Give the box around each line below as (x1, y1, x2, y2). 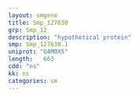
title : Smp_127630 (8, 19, 68, 27)
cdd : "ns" (8, 63, 41, 70)
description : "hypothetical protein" (8, 33, 132, 41)
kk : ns (8, 70, 30, 77)
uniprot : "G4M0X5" (8, 48, 68, 56)
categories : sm (8, 77, 58, 84)
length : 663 (8, 56, 55, 63)
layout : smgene (8, 11, 58, 20)
